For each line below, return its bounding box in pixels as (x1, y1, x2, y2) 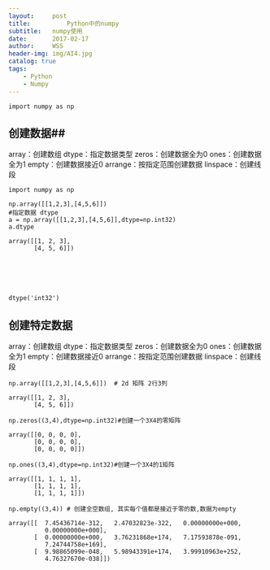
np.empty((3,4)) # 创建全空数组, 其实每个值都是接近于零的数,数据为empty (8, 505, 237, 513)
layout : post (8, 11, 67, 20)
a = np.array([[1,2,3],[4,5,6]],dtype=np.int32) (8, 216, 176, 224)
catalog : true (8, 58, 57, 66)
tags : (8, 65, 27, 73)
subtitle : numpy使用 (8, 27, 83, 35)
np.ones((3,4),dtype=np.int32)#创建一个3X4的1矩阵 (8, 461, 175, 469)
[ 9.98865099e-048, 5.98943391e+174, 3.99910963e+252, (33, 548, 242, 556)
